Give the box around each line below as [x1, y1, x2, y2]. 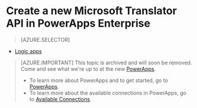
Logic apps [14, 47, 42, 54]
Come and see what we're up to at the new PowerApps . [20, 65, 156, 72]
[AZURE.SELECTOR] [20, 36, 70, 43]
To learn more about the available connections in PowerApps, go [29, 89, 187, 96]
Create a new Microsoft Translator [6, 4, 177, 18]
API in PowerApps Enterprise [6, 17, 150, 30]
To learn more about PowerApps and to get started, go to [29, 77, 168, 84]
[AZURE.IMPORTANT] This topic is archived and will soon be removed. [20, 59, 192, 66]
